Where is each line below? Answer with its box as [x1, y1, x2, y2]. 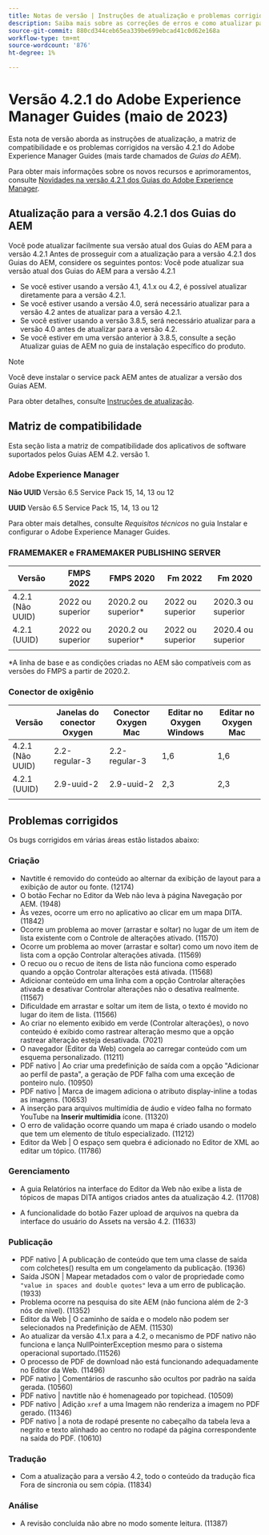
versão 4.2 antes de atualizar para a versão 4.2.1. [19, 307, 183, 316]
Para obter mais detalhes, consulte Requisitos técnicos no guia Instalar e [8, 518, 248, 528]
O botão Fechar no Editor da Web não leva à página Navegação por [19, 890, 243, 900]
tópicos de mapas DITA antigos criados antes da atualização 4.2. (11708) [19, 1192, 260, 1202]
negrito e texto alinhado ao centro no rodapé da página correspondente [19, 1425, 257, 1435]
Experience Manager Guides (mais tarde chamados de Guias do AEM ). [8, 151, 242, 160]
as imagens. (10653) [19, 1094, 88, 1104]
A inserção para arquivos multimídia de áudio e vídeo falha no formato [19, 1103, 252, 1113]
